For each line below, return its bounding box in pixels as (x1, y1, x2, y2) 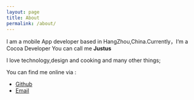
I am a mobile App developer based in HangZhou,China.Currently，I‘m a (6, 38, 188, 45)
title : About (6, 15, 40, 21)
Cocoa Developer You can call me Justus (6, 45, 112, 52)
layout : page (6, 9, 40, 15)
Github (15, 80, 33, 88)
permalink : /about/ (6, 20, 56, 26)
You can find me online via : (6, 69, 77, 76)
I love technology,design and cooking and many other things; (6, 56, 161, 64)
